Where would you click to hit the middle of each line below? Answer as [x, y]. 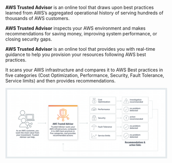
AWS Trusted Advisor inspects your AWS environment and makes [75, 28]
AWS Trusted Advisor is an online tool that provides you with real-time [80, 49]
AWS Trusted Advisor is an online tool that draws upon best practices [80, 7]
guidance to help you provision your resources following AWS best [76, 54]
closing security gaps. [29, 39]
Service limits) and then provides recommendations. [61, 81]
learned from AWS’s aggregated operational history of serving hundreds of [84, 13]
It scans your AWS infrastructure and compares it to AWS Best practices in [84, 70]
